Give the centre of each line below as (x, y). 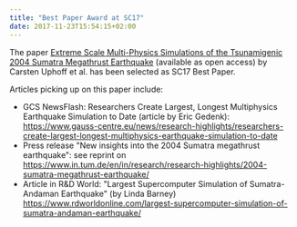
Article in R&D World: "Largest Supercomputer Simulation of (135, 183)
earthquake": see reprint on (74, 154)
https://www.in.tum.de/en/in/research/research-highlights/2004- (144, 164)
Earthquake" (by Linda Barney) (118, 193)
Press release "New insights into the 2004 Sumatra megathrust (141, 145)
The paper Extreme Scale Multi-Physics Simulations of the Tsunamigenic (146, 52)
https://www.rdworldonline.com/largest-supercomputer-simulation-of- (155, 203)
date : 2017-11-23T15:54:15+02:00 (73, 26)
